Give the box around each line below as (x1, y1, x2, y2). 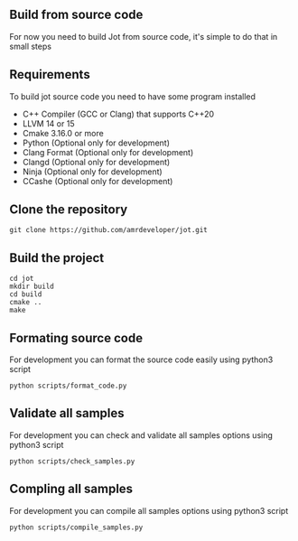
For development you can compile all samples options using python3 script (9, 505, 289, 516)
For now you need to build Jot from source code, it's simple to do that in (9, 31, 278, 42)
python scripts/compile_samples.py (9, 523, 144, 532)
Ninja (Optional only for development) (22, 166, 163, 177)
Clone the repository (9, 202, 128, 218)
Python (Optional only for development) (22, 137, 170, 148)
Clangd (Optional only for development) (22, 156, 171, 167)
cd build (9, 290, 42, 299)
